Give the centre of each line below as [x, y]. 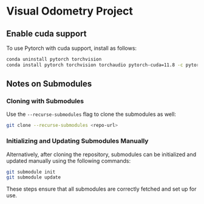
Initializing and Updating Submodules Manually [77, 141]
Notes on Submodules [49, 84]
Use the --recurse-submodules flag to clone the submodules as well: [91, 114]
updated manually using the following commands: [69, 161]
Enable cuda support [46, 34]
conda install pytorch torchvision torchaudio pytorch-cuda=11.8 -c [95, 65]
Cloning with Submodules [45, 101]
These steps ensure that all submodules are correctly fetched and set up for [101, 189]
